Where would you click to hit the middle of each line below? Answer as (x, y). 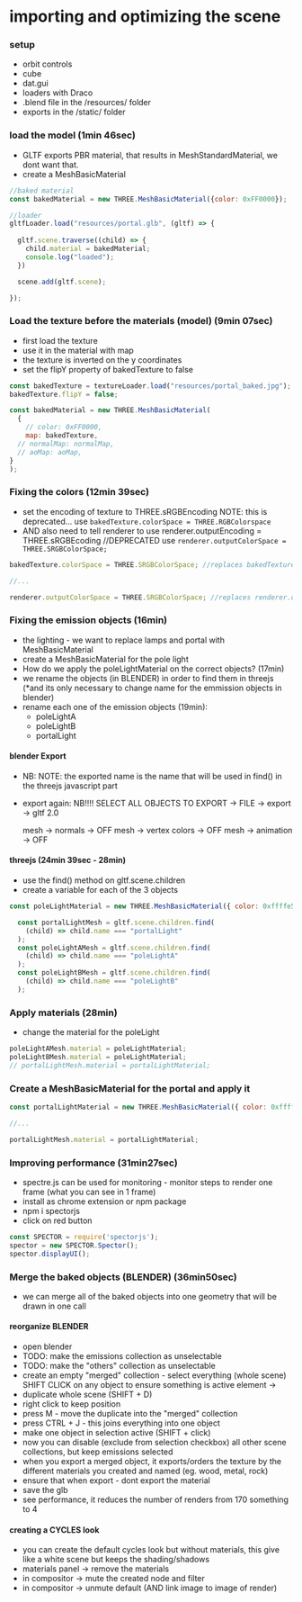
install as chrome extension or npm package (104, 1201)
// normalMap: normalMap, (66, 444)
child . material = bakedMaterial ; (88, 249)
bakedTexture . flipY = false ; (64, 394)
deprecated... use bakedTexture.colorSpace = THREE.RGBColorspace (147, 521)
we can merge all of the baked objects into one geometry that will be (149, 1296)
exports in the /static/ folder (74, 112)
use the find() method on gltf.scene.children (104, 880)
